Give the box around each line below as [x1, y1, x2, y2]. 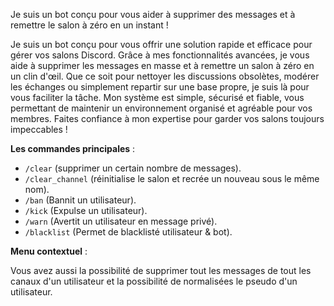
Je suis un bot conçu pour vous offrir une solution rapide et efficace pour [10, 39, 313, 50]
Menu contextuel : [10, 245, 88, 257]
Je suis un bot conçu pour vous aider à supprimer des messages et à [10, 9, 296, 20]
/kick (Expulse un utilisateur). [24, 205, 148, 216]
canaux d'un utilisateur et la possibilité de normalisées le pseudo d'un [10, 275, 298, 287]
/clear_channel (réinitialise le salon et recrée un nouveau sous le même [24, 173, 320, 184]
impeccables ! [10, 124, 68, 135]
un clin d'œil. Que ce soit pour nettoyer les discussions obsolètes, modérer [10, 70, 320, 82]
